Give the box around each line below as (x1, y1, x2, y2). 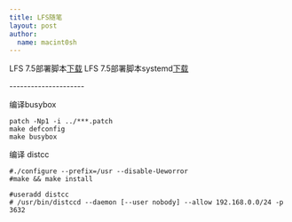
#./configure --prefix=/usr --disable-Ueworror (9, 167, 189, 176)
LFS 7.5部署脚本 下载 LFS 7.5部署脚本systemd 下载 (9, 63, 189, 74)
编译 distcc (9, 149, 50, 160)
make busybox (9, 132, 58, 142)
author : (9, 29, 38, 38)
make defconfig (9, 125, 66, 134)
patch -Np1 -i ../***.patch (9, 117, 114, 126)
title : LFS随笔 (9, 12, 63, 22)
